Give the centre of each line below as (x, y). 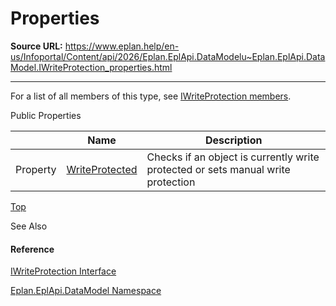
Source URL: (36, 46)
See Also (29, 226)
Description (234, 140)
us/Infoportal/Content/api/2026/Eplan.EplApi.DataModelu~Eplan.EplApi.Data (168, 56)
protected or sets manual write (218, 169)
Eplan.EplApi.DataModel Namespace (86, 291)
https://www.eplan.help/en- (122, 46)
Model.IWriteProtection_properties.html (91, 67)
